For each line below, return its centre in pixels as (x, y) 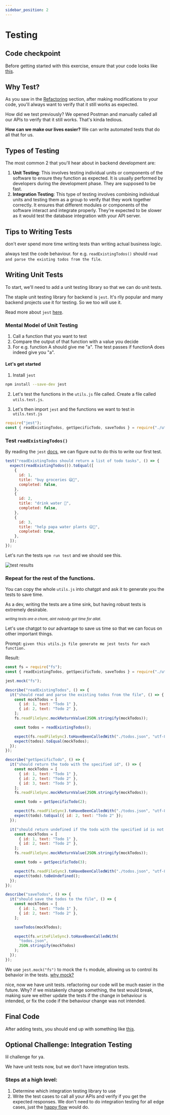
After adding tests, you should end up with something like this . (70, 1029)
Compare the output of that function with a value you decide (75, 341)
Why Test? (23, 87)
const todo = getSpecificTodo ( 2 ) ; (51, 802)
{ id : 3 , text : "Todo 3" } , (48, 783)
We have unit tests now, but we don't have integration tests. (68, 1067)
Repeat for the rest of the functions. (50, 578)
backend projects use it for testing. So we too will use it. (64, 302)
